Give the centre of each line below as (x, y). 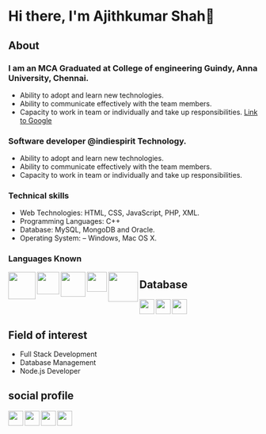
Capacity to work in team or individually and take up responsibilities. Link (139, 112)
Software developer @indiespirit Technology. (97, 140)
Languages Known (45, 259)
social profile (41, 396)
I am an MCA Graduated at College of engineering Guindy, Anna (133, 68)
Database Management (58, 363)
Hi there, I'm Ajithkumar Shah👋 (112, 16)
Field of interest (48, 335)
